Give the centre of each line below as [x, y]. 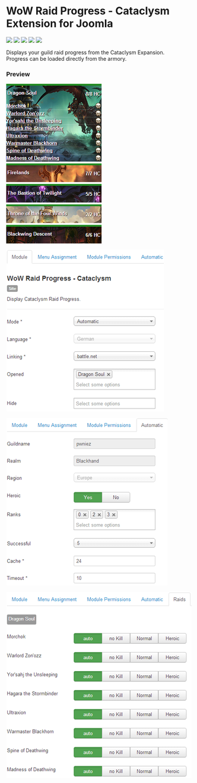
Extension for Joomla [60, 24]
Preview [18, 74]
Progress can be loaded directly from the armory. [66, 58]
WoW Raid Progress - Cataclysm [88, 11]
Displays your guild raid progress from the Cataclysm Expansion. [85, 52]
